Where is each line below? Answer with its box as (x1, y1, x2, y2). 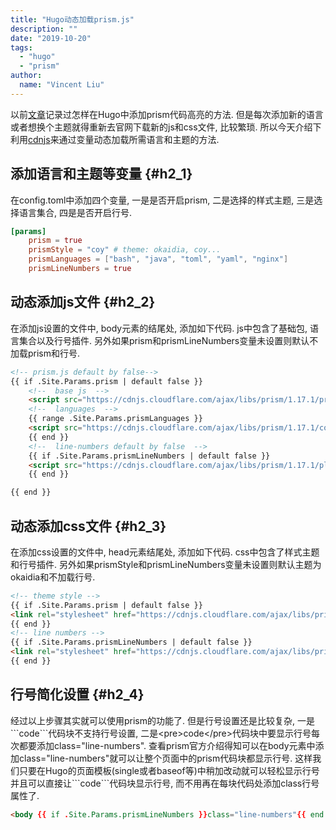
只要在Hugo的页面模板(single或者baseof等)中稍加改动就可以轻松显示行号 (18, 764, 320, 776)
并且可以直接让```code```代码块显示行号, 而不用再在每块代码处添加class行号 (10, 777, 320, 789)
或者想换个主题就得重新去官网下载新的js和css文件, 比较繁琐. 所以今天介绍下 (10, 121, 322, 133)
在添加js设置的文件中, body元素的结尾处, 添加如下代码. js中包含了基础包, (10, 322, 308, 334)
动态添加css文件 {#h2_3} (10, 517, 167, 535)
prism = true (28, 236, 83, 246)
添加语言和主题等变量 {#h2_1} (10, 166, 193, 183)
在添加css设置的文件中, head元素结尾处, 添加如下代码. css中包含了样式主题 (10, 546, 320, 558)
